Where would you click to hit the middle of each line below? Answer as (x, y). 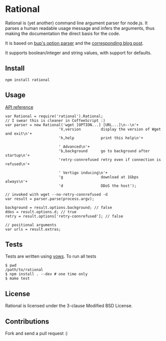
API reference (19, 107)
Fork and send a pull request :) (37, 333)
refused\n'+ (17, 164)
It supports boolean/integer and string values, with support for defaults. (78, 53)
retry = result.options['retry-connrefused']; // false (64, 216)
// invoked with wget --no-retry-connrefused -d (56, 194)
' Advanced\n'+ (74, 147)
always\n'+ (16, 181)
